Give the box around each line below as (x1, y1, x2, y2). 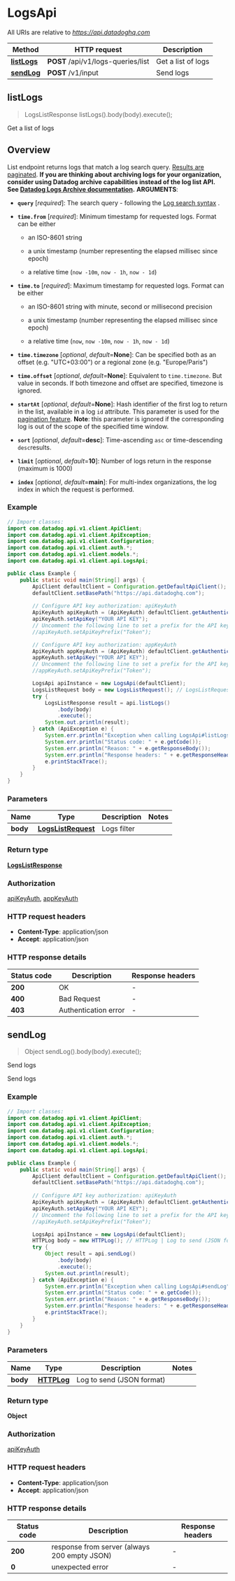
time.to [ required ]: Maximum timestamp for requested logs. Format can (17, 281, 225, 290)
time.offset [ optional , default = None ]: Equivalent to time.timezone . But (17, 371, 222, 379)
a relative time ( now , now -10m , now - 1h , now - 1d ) (27, 337, 170, 345)
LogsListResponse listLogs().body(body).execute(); (24, 110, 173, 118)
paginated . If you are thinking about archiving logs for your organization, (7, 170, 222, 178)
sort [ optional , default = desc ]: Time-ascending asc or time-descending (17, 435, 223, 444)
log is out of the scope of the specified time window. (17, 422, 169, 430)
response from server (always (51, 1542, 150, 1552)
